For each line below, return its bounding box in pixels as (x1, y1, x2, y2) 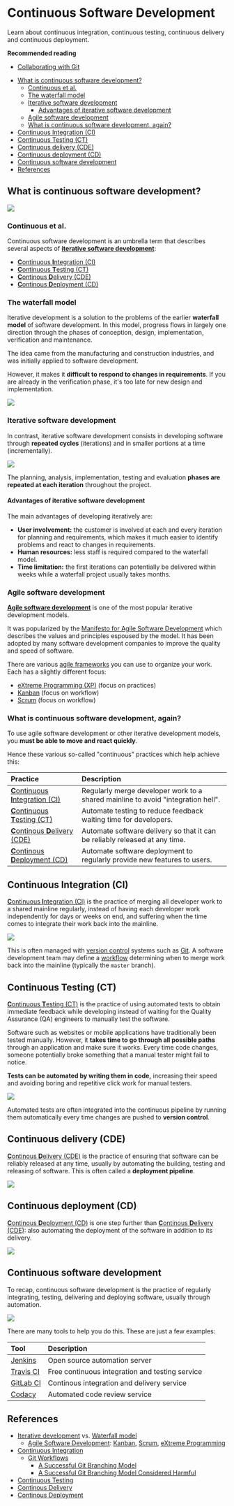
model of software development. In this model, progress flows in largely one (7, 321, 226, 329)
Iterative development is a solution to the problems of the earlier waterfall (7, 313, 219, 322)
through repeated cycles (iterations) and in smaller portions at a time (7, 439, 205, 447)
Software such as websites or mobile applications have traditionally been (7, 1029, 217, 1037)
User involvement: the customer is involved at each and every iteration (17, 526, 223, 534)
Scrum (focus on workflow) (17, 696, 96, 704)
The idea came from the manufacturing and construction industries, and (7, 349, 214, 358)
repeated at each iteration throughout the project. (7, 480, 152, 488)
